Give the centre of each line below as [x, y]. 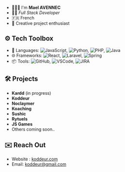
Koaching [22, 108]
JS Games [22, 124]
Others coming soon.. [33, 129]
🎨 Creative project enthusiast [40, 23]
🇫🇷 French [23, 18]
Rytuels [19, 119]
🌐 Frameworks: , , [47, 55]
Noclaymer [23, 103]
